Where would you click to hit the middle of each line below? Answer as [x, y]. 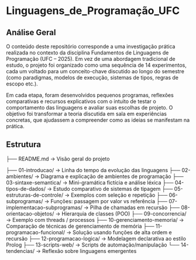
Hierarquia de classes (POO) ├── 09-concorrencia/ [124, 213]
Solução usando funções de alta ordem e [122, 232]
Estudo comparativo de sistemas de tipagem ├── [113, 189]
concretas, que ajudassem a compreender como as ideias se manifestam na [98, 120]
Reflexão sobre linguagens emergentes [89, 251]
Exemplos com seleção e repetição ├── [119, 195]
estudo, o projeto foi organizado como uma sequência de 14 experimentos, [97, 65]
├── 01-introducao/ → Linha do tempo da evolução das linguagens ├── [93, 170]
